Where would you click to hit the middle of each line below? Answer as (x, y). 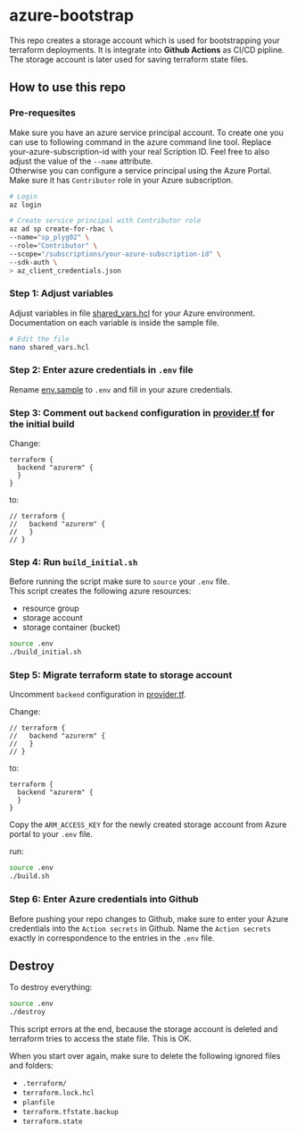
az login (25, 205)
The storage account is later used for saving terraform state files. (129, 59)
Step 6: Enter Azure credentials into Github (104, 900)
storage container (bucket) (71, 628)
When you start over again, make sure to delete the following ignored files (145, 1056)
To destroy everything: (51, 987)
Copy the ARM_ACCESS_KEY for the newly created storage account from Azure (148, 824)
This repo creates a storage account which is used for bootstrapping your (144, 40)
